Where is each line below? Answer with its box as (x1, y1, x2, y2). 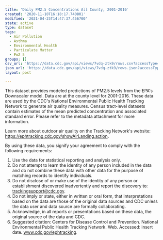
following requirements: (5, 147, 52, 153)
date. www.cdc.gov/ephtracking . (12, 229, 78, 235)
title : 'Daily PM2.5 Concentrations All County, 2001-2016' (5, 7, 130, 12)
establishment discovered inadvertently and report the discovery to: (12, 183, 148, 189)
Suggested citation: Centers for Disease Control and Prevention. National (12, 219, 158, 224)
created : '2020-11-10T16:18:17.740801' (5, 12, 86, 16)
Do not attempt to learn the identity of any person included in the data (12, 162, 152, 168)
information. (5, 118, 30, 124)
